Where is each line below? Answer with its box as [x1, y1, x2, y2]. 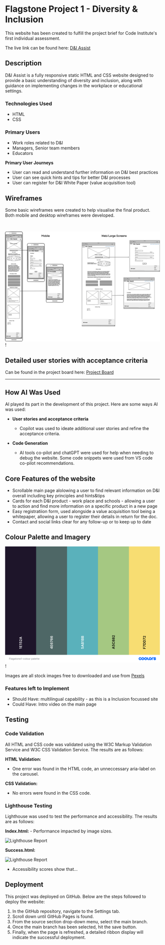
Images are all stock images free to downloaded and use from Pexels [5, 672, 145, 679]
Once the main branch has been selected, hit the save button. [12, 924, 137, 930]
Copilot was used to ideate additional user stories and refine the [19, 426, 149, 431]
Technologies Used [5, 100, 53, 107]
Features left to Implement [5, 685, 70, 691]
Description [5, 59, 42, 67]
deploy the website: [5, 898, 45, 905]
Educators [12, 150, 33, 156]
